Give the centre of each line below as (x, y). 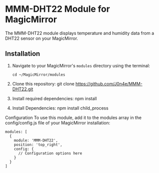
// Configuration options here (50, 153)
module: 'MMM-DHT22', (36, 140)
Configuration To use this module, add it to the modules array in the (73, 117)
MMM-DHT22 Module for (58, 9)
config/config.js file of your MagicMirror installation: (58, 123)
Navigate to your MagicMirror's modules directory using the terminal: (81, 65)
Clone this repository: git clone (43, 84)
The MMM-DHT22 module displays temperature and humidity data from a (80, 33)
